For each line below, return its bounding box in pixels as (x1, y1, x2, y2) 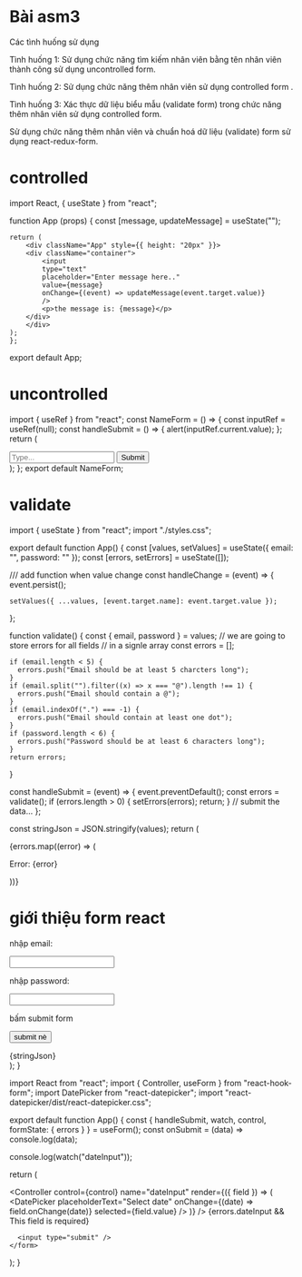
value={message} (42, 280, 103, 290)
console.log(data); (9, 1133, 78, 1144)
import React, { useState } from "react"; (9, 197, 157, 208)
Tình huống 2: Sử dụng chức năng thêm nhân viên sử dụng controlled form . (9, 81, 294, 92)
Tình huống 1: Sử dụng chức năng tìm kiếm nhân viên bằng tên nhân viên (9, 54, 282, 64)
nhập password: (9, 975, 70, 986)
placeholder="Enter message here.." (42, 272, 180, 282)
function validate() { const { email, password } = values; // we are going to (9, 629, 286, 641)
